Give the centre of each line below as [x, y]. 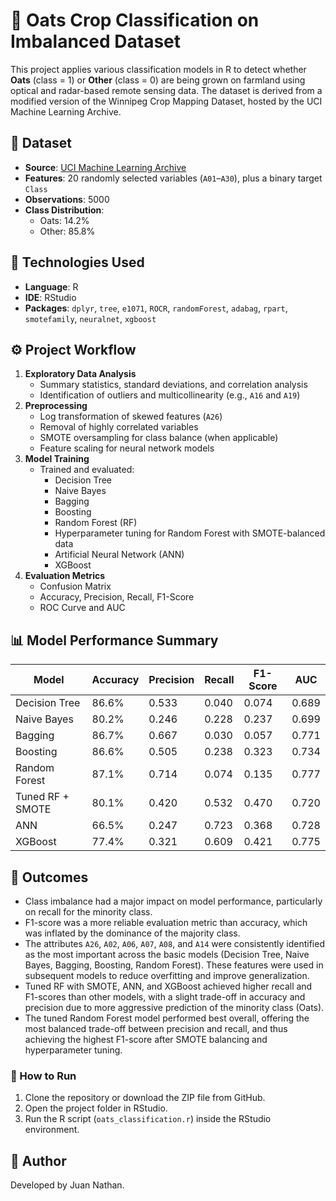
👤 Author [38, 1160]
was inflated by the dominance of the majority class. [132, 933]
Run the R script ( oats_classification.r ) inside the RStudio [148, 1119]
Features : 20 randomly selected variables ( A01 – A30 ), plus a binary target [173, 178]
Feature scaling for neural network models [127, 448]
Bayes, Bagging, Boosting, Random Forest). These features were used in [174, 965]
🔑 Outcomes [49, 877]
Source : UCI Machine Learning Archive [105, 167]
